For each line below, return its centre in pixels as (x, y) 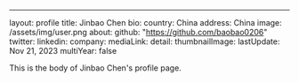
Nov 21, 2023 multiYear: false (63, 51)
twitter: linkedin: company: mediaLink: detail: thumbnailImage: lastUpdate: (145, 41)
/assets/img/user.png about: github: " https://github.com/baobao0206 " (138, 32)
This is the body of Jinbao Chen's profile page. (96, 68)
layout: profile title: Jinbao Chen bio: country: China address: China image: (145, 22)
